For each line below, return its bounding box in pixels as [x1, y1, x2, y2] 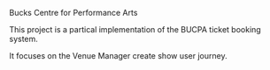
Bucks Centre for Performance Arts [9, 8, 138, 17]
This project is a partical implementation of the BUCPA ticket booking [9, 24, 261, 34]
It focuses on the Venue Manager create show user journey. [9, 51, 228, 60]
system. [9, 34, 38, 44]
